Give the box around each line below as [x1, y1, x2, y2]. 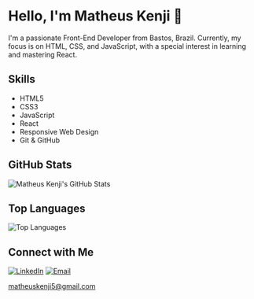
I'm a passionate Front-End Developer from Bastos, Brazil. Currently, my [8, 33, 241, 42]
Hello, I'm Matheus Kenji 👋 [8, 7, 183, 25]
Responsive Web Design [19, 127, 99, 136]
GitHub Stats [8, 158, 72, 172]
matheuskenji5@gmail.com [8, 282, 96, 291]
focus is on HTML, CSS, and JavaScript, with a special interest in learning [8, 41, 246, 50]
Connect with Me [8, 245, 94, 259]
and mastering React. [8, 50, 77, 59]
